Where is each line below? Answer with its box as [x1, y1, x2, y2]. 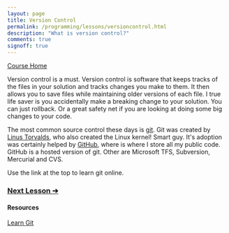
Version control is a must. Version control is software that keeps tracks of [7, 75, 219, 83]
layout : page [7, 10, 45, 17]
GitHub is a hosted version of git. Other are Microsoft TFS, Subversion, [7, 147, 211, 156]
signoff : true [7, 42, 49, 49]
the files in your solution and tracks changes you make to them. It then [7, 83, 209, 90]
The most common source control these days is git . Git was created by [7, 126, 211, 134]
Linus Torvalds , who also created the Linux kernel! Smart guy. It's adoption [7, 133, 222, 141]
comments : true [7, 36, 52, 43]
